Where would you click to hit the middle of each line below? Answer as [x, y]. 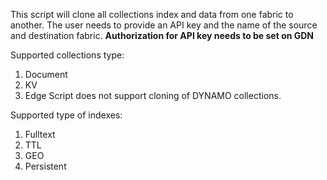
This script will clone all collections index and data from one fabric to [152, 14]
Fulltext [40, 134]
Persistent [45, 166]
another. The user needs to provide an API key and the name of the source [164, 25]
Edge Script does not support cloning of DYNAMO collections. [153, 95]
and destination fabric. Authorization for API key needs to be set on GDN [162, 35]
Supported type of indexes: [66, 115]
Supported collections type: [67, 55]
